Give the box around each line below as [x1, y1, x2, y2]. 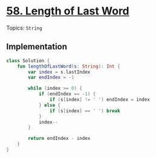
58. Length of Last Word [6, 4, 129, 18]
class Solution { [6, 57, 50, 64]
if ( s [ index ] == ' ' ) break [49, 107, 120, 114]
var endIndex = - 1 [28, 74, 74, 81]
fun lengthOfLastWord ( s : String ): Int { [17, 63, 120, 69]
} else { [38, 102, 61, 108]
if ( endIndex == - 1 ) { [38, 91, 96, 97]
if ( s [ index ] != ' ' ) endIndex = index [49, 96, 150, 103]
